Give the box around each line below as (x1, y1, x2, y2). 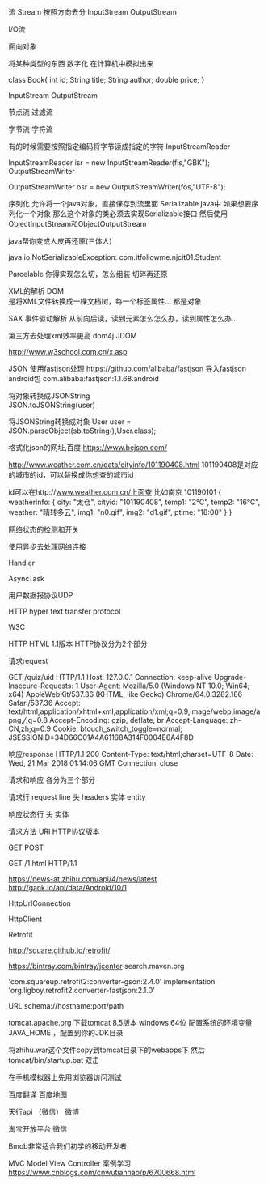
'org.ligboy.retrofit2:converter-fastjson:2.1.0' (8, 986, 155, 995)
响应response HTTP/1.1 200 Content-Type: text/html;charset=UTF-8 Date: (8, 750, 254, 758)
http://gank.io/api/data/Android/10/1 (8, 883, 128, 892)
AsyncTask (8, 574, 45, 583)
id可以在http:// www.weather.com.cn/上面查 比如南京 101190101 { (8, 487, 222, 496)
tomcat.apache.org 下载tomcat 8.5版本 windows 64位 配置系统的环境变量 (8, 1018, 253, 1027)
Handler (8, 558, 35, 567)
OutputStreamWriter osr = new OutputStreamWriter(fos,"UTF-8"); (8, 182, 226, 192)
